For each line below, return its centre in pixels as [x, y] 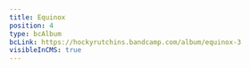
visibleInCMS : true [46, 50]
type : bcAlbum [36, 34]
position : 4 [31, 26]
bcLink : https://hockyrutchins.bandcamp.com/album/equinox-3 [125, 42]
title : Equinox [37, 17]
